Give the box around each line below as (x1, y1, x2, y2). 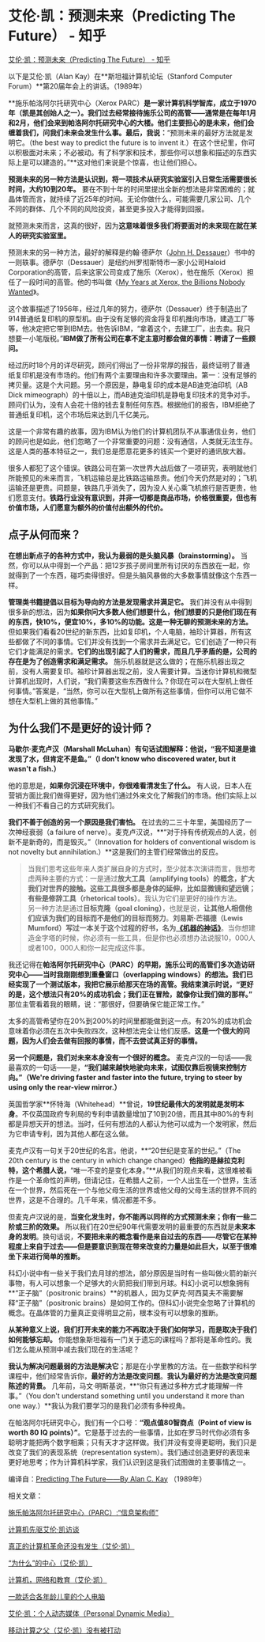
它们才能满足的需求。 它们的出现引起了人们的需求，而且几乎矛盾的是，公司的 (8, 647, 257, 656)
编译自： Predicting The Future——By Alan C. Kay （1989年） (8, 1473, 207, 1484)
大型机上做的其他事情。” (21, 696, 99, 705)
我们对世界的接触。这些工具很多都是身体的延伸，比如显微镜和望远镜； (27, 883, 256, 893)
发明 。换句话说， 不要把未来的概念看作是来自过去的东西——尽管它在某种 (21, 1231, 257, 1241)
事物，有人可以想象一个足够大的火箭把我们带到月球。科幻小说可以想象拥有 (8, 1278, 250, 1287)
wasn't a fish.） (8, 764, 61, 773)
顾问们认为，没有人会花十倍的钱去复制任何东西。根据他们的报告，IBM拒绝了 (8, 400, 256, 409)
